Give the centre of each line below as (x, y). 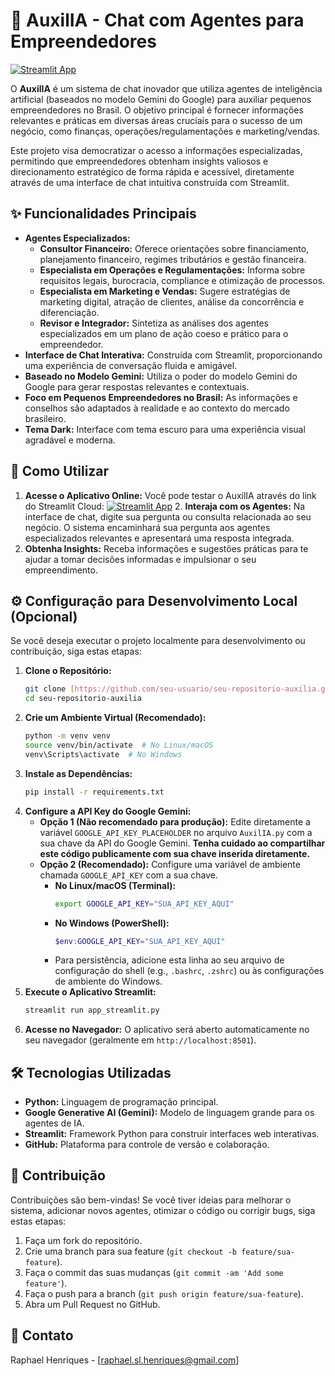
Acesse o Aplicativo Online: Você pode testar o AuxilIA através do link (170, 495)
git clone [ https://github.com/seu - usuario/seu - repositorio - (155, 689)
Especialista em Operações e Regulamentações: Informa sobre (172, 270)
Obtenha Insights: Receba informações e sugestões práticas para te (166, 548)
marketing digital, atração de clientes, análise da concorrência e (172, 301)
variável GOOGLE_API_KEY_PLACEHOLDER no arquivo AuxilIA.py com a (176, 832)
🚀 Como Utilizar (60, 471)
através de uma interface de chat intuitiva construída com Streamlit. (150, 182)
